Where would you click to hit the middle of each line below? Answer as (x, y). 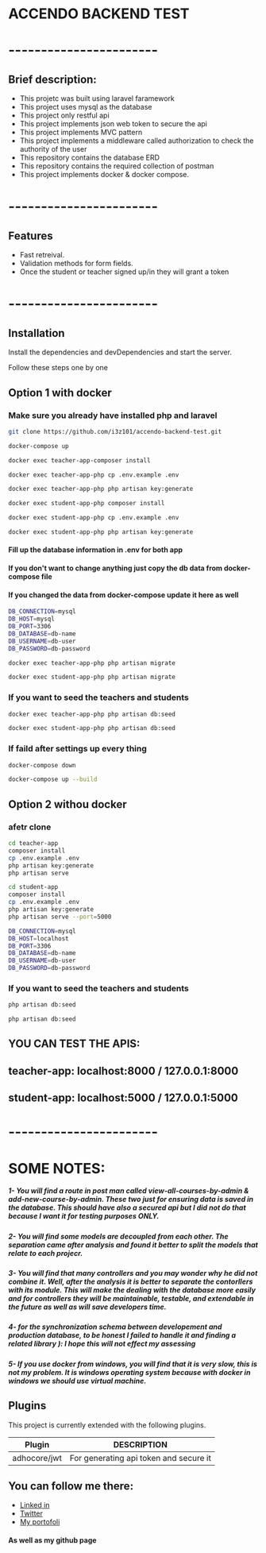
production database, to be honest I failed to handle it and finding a (122, 1335)
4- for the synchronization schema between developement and (115, 1327)
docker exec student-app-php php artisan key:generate (101, 532)
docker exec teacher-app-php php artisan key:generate (101, 489)
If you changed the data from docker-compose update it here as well (123, 595)
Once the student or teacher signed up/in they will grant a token (124, 272)
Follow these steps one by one (58, 368)
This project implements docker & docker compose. (104, 175)
